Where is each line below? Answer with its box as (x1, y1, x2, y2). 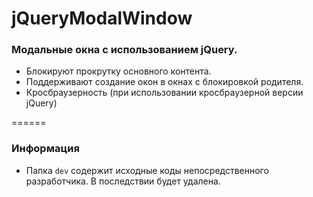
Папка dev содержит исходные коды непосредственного (25, 164, 269, 176)
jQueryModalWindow (11, 7, 193, 30)
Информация (11, 142, 80, 156)
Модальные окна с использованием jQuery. (11, 43, 238, 57)
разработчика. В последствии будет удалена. (25, 175, 221, 187)
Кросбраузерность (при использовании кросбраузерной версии (25, 87, 304, 99)
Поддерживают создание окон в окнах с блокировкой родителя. (25, 76, 304, 88)
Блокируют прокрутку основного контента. (25, 65, 212, 77)
